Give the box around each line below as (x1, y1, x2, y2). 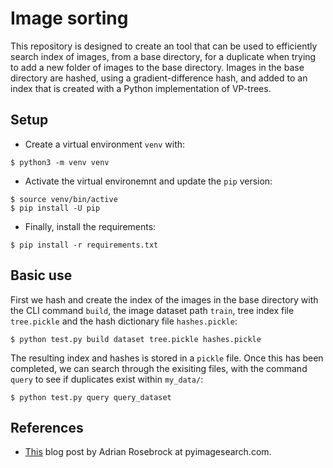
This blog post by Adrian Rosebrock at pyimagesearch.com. (24, 446, 272, 458)
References (10, 419, 84, 436)
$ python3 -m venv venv (10, 157, 110, 167)
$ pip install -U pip (10, 203, 101, 213)
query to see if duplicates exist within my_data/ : (10, 373, 204, 385)
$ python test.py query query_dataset (10, 392, 172, 402)
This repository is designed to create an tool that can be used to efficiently (10, 40, 318, 52)
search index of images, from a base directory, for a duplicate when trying (10, 50, 317, 62)
